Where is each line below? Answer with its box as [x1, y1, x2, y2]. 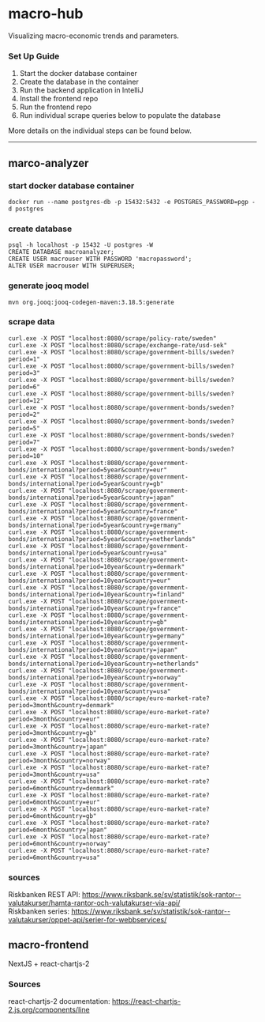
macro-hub [8, 5, 84, 23]
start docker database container [8, 180, 135, 191]
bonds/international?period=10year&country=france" [8, 604, 181, 612]
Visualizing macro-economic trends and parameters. [8, 31, 180, 40]
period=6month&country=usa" [8, 854, 101, 861]
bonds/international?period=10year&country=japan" [8, 645, 178, 653]
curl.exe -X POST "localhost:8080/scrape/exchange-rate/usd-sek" [8, 341, 227, 349]
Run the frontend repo [19, 102, 92, 112]
